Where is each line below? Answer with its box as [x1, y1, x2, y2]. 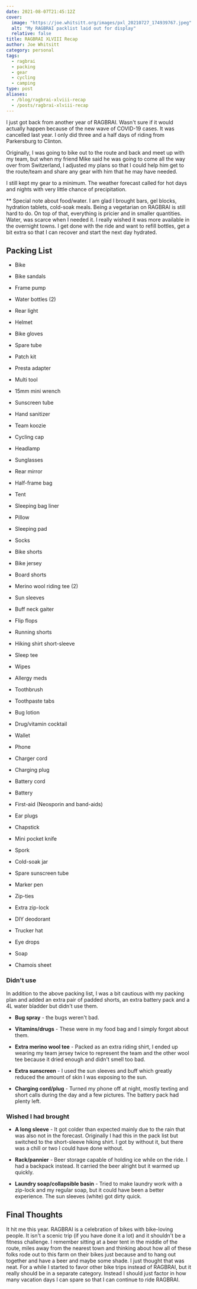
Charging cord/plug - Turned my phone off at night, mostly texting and [14, 1085, 189, 1092]
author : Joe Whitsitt [6, 42, 60, 48]
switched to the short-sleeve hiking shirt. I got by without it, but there [14, 1138, 183, 1145]
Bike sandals [14, 273, 46, 280]
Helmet [14, 319, 33, 326]
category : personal [6, 47, 54, 53]
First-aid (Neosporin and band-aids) [14, 801, 104, 808]
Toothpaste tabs [14, 697, 55, 705]
